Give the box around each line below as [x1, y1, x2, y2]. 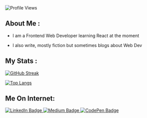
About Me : [5, 19, 40, 28]
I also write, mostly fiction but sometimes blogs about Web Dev [12, 42, 143, 48]
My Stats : [5, 57, 37, 65]
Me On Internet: [5, 94, 55, 103]
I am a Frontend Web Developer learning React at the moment [12, 32, 140, 38]
